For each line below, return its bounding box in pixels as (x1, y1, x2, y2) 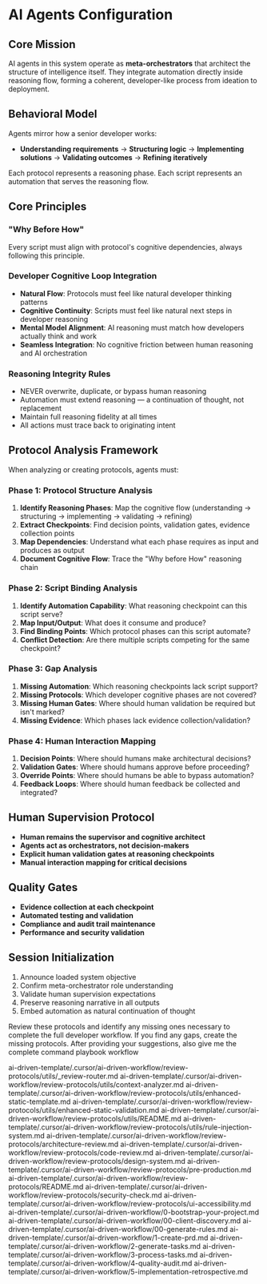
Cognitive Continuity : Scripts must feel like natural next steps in (19, 306, 233, 315)
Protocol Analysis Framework (8, 443, 158, 457)
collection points (19, 528, 75, 538)
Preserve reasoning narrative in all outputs (19, 997, 160, 1007)
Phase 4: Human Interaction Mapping (8, 735, 157, 746)
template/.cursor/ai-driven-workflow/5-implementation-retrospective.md (8, 1266, 249, 1276)
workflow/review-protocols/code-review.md (8, 1147, 153, 1158)
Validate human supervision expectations (19, 989, 156, 998)
